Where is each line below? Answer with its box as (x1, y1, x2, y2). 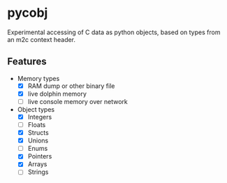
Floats (27, 121, 46, 129)
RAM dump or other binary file (27, 82, 115, 90)
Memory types (17, 74, 60, 82)
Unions (27, 136, 49, 145)
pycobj (7, 5, 48, 21)
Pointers (27, 152, 52, 161)
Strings (27, 168, 49, 176)
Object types (17, 105, 54, 113)
